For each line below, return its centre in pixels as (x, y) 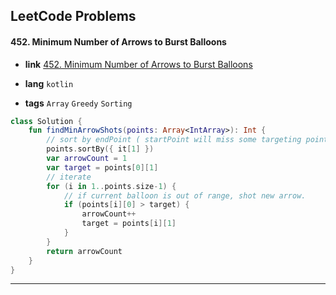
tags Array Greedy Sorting (78, 103)
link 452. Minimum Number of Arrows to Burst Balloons (138, 64)
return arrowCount (84, 251)
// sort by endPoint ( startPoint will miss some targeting (174, 140)
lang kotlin (49, 83)
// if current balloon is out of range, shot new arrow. (185, 195)
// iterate (69, 177)
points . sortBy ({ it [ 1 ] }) (100, 149)
